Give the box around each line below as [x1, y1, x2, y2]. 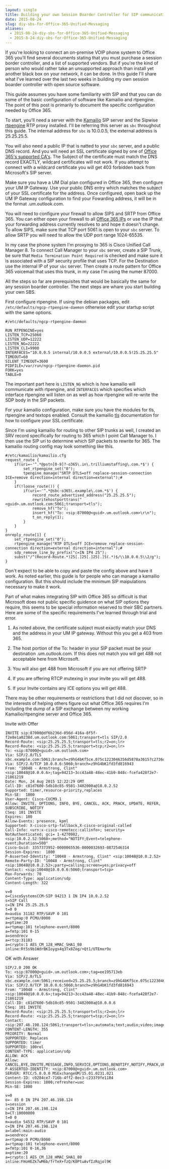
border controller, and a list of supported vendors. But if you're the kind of [5, 60, 158, 66]
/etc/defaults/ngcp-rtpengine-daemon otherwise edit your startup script [5, 304, 154, 310]
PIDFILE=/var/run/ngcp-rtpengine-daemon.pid [5, 363, 100, 368]
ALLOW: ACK [5, 1053, 28, 1058]
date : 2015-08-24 [5, 17, 42, 22]
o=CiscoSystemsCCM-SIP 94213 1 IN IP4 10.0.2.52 [5, 893, 109, 898]
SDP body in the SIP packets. [5, 397, 66, 403]
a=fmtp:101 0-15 [5, 929, 39, 934]
